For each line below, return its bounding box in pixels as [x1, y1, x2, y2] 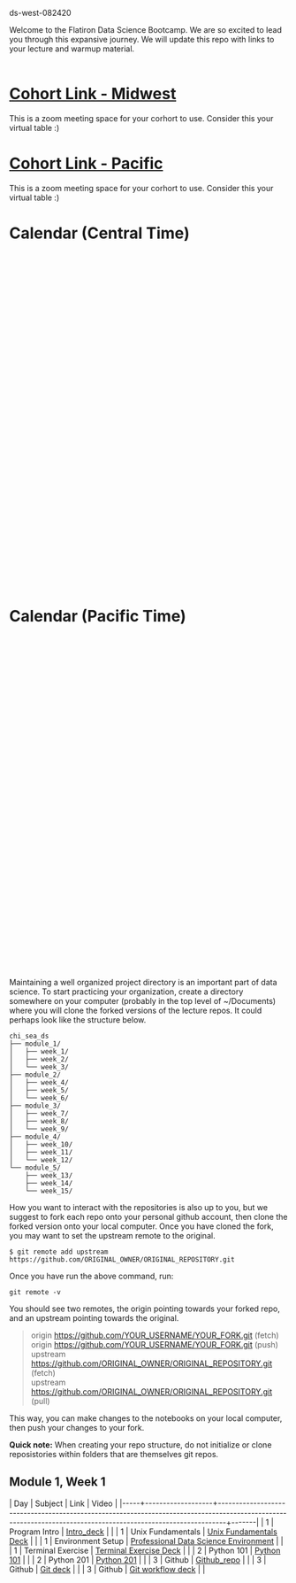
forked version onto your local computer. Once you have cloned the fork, [9, 1221, 274, 1232]
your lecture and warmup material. [9, 43, 135, 54]
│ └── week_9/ [9, 1124, 69, 1133]
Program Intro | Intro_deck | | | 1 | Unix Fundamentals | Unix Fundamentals [9, 1526, 278, 1537]
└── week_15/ [25, 1186, 73, 1195]
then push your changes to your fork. [9, 1422, 145, 1432]
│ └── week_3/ [9, 1062, 69, 1071]
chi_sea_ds [9, 1031, 49, 1040]
